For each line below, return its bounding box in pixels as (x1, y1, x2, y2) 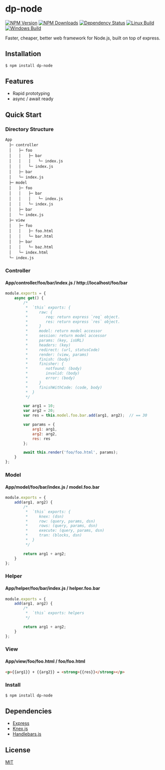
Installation (5, 50, 41, 58)
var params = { (23, 422, 55, 427)
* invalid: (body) (25, 371, 80, 376)
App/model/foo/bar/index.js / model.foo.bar (5, 484, 100, 490)
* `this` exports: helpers (25, 611, 85, 616)
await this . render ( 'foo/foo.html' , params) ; (23, 450, 118, 455)
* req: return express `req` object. (25, 314, 121, 319)
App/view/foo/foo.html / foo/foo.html (5, 658, 86, 664)
